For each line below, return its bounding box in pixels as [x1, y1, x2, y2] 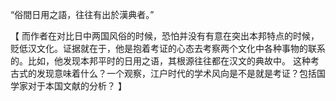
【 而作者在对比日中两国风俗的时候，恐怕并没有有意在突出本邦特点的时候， [10, 30, 320, 42]
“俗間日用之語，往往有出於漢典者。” [10, 9, 155, 20]
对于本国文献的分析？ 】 [27, 80, 127, 92]
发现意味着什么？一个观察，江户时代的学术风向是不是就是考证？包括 [36, 68, 317, 79]
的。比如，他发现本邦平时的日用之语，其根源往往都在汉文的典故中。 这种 [10, 55, 311, 67]
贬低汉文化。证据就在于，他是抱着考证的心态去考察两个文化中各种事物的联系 [10, 43, 326, 54]
